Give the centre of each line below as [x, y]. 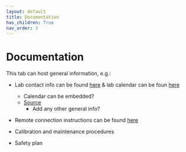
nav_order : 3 [22, 28]
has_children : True [30, 22]
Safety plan [29, 143]
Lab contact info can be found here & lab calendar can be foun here [97, 85]
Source [32, 103]
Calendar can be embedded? [59, 96]
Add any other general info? [66, 109]
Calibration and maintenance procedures [64, 132]
